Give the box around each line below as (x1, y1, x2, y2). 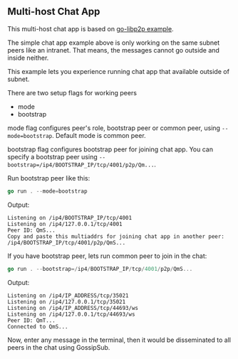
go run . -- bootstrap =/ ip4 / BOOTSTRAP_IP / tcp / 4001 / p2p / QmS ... (7, 265, 193, 272)
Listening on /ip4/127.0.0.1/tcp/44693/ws (7, 311, 135, 318)
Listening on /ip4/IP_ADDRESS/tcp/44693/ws (7, 304, 139, 311)
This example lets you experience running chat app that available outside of (7, 67, 230, 75)
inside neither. (7, 53, 49, 62)
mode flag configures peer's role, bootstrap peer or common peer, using (7, 124, 221, 132)
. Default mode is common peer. (52, 131, 146, 139)
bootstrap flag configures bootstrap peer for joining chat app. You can (7, 145, 214, 154)
